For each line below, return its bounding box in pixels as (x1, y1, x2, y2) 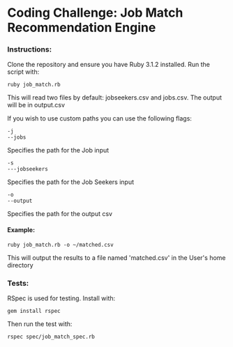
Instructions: (7, 45, 52, 54)
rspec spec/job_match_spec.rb (7, 333, 96, 340)
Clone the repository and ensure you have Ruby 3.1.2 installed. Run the (7, 61, 211, 69)
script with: (7, 68, 40, 76)
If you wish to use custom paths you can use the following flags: (7, 114, 192, 123)
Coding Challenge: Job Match (7, 5, 183, 21)
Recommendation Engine (7, 20, 156, 36)
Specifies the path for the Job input (7, 146, 110, 155)
